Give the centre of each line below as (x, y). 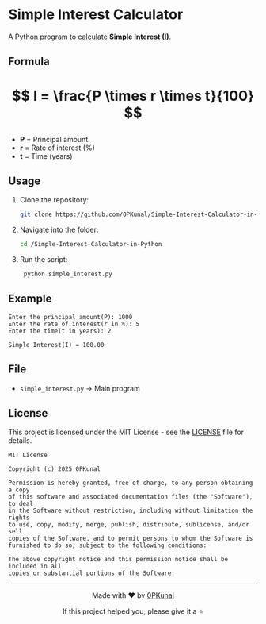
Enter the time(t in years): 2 (60, 331)
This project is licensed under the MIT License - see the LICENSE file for (126, 432)
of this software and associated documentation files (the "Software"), (131, 497)
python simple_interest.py (68, 274)
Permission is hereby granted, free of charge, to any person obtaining (131, 483)
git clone (36, 215)
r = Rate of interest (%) (57, 148)
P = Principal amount (54, 139)
